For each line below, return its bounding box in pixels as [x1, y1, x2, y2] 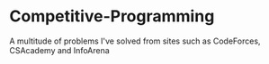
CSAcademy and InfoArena [9, 44, 110, 55]
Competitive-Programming [9, 6, 215, 27]
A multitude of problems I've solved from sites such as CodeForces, [9, 36, 261, 46]
